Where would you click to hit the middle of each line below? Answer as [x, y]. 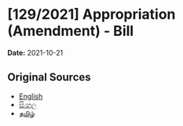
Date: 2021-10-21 [35, 52]
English [31, 96]
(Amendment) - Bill [71, 31]
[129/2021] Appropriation [91, 14]
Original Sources [49, 77]
